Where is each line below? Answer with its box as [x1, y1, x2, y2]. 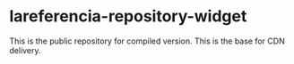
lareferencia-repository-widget [9, 6, 247, 27]
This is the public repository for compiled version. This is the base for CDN [9, 36, 285, 46]
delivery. [9, 44, 42, 55]
